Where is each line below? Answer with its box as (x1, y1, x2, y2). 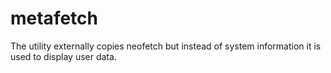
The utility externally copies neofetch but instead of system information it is (10, 40, 322, 52)
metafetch (10, 7, 98, 30)
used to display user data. (10, 50, 117, 62)
